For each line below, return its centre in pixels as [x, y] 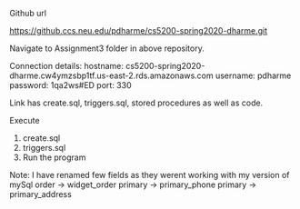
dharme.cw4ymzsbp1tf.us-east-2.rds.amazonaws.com [111, 75]
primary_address [41, 194]
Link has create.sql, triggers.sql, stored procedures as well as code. [136, 103]
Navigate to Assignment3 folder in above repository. [107, 48]
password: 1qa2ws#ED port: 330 [70, 85]
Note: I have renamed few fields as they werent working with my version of [150, 175]
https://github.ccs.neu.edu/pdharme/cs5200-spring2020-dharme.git [139, 30]
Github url [28, 13]
